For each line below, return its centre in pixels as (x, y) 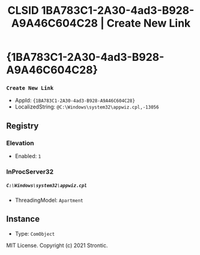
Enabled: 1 (28, 156)
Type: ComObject (35, 233)
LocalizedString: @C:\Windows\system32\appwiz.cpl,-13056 (87, 107)
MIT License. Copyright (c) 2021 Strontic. (57, 245)
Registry (23, 126)
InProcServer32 (30, 172)
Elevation (20, 143)
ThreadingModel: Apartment (49, 200)
